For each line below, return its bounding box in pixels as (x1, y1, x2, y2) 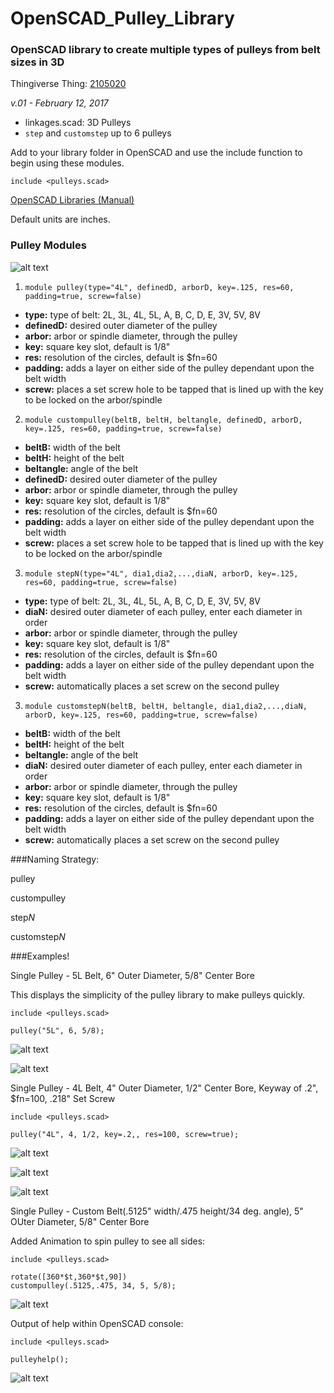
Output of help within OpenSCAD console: (10, 1317, 184, 1329)
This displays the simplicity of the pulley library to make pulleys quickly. (10, 988, 305, 1001)
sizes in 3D (10, 55, 65, 69)
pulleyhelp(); (10, 1354, 70, 1364)
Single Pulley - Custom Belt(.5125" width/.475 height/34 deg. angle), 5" (10, 1205, 304, 1217)
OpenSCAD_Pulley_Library (10, 7, 235, 30)
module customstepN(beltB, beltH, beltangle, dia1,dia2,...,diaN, (24, 701, 308, 711)
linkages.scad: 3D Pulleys (24, 117, 132, 129)
